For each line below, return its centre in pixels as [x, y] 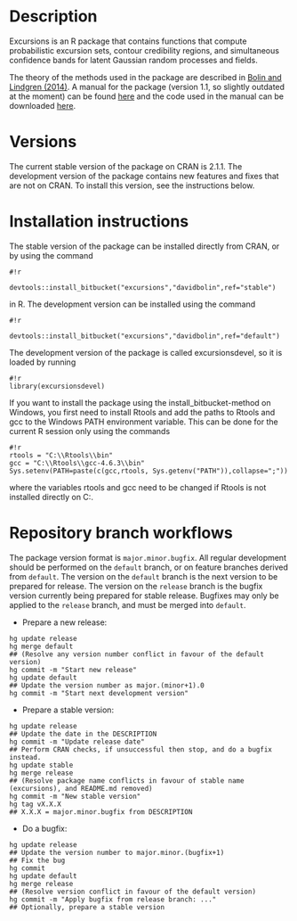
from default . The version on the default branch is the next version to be [144, 576]
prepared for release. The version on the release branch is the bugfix [136, 586]
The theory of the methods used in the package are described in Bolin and [145, 77]
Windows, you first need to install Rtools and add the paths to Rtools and [142, 412]
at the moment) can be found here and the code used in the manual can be [147, 96]
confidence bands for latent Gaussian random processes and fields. [133, 60]
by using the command [51, 255]
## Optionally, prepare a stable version [87, 907]
